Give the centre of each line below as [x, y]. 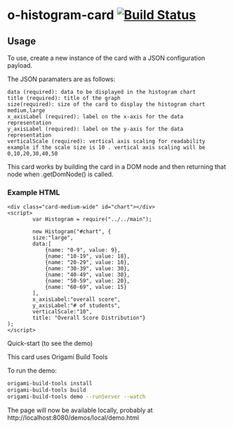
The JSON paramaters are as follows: [61, 79]
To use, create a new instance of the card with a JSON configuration [106, 58]
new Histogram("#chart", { [72, 232]
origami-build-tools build [47, 390]
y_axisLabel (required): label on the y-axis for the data [95, 129]
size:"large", [53, 238]
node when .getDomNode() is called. [60, 174]
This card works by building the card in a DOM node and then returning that [116, 167]
